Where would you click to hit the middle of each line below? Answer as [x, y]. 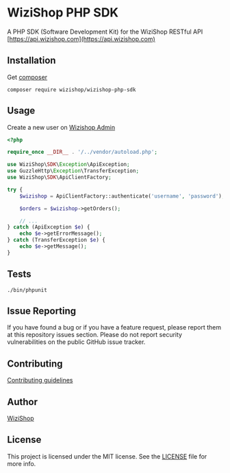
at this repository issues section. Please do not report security [95, 335]
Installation [31, 61]
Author [22, 402]
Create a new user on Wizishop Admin [61, 127]
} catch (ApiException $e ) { [49, 227]
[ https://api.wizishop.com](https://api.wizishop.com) [81, 38]
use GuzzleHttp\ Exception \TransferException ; [73, 171]
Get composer [27, 77]
